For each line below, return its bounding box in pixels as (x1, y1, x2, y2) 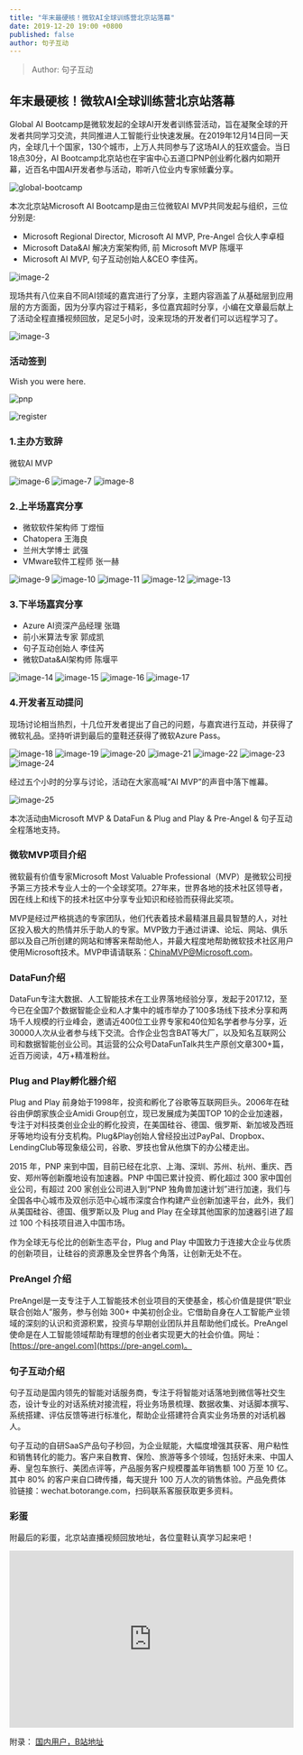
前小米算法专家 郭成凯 (22, 632, 105, 642)
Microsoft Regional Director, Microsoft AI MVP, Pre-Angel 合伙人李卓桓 (22, 231, 285, 242)
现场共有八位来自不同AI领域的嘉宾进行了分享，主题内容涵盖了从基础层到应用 (9, 291, 294, 301)
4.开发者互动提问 (9, 697, 84, 709)
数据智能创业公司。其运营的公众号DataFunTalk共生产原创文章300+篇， (24, 1039, 289, 1049)
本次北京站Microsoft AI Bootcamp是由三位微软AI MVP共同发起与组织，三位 (9, 200, 289, 212)
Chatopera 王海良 (22, 533, 88, 544)
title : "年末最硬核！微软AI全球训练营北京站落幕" (9, 13, 175, 23)
